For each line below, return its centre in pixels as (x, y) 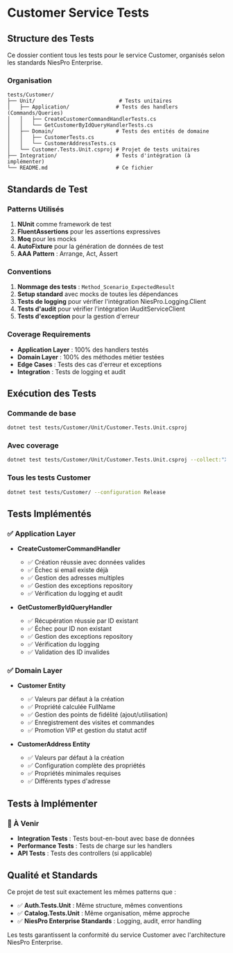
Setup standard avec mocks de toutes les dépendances (97, 294)
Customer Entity (41, 685)
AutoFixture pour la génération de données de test (90, 246)
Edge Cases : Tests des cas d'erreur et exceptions (89, 364)
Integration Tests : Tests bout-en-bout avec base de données (106, 838)
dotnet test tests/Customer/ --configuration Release (87, 492)
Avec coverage (33, 446)
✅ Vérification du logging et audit (75, 594)
